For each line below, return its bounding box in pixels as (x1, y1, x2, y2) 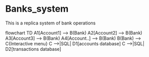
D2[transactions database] (5, 46, 61, 52)
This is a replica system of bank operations (5, 20, 96, 26)
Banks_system (5, 3, 69, 15)
